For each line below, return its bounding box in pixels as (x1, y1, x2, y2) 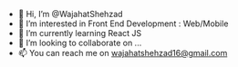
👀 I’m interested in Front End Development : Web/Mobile (17, 18, 229, 29)
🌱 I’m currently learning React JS (17, 28, 142, 38)
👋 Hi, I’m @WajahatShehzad (17, 9, 123, 19)
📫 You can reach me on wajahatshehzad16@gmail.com (17, 48, 228, 58)
